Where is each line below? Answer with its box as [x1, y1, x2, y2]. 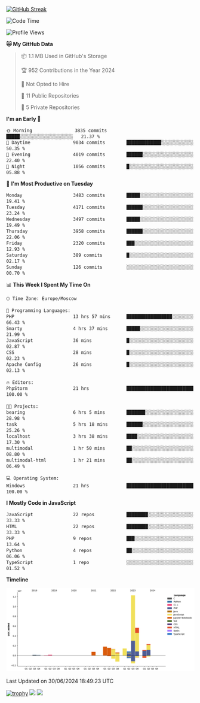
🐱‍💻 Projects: [6, 404, 39, 410]
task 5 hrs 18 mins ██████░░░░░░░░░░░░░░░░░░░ [6, 422, 194, 428]
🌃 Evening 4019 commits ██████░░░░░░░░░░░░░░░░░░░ [6, 151, 194, 157]
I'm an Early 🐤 [6, 116, 41, 122]
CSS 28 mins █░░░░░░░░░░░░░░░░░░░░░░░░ [6, 350, 194, 356]
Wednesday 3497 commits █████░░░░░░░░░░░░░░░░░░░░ [6, 216, 194, 222]
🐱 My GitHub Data [6, 41, 54, 47]
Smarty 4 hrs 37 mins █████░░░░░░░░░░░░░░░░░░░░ [6, 326, 194, 332]
